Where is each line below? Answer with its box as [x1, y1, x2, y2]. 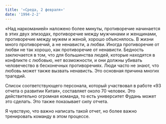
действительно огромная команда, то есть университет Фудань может [5, 93, 157, 99]
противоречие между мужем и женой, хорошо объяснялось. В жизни [5, 36, 154, 42]
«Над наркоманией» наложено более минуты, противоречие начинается [5, 25, 161, 31]
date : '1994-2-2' [5, 12, 41, 17]
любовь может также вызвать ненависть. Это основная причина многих [5, 67, 160, 73]
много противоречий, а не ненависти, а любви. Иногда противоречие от [5, 41, 160, 47]
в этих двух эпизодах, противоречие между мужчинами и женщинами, [5, 31, 158, 37]
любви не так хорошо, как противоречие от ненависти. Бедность [5, 47, 144, 53]
